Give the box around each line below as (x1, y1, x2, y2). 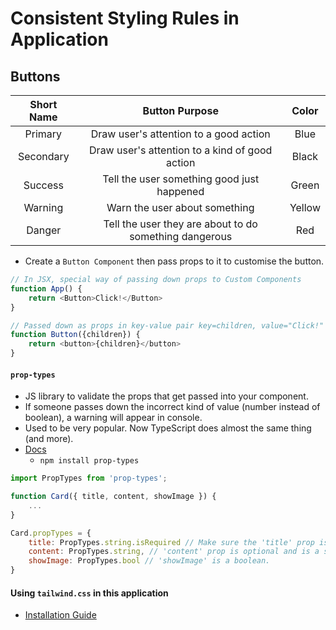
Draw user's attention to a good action (90, 127, 271, 141)
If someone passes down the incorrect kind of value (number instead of (24, 401, 321, 413)
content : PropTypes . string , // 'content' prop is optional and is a (28, 547, 320, 557)
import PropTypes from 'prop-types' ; (10, 473, 168, 484)
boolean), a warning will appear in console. (24, 412, 203, 424)
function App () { (10, 283, 83, 294)
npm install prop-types (39, 456, 140, 466)
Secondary (17, 150, 70, 163)
